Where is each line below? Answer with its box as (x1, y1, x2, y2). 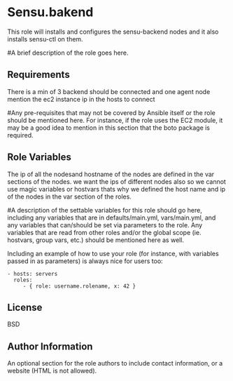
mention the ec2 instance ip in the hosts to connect (7, 95, 155, 103)
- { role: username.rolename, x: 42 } (22, 282, 136, 290)
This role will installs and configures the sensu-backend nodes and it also (7, 27, 219, 36)
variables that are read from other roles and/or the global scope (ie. (7, 228, 202, 236)
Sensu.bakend (7, 4, 94, 20)
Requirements (7, 69, 70, 81)
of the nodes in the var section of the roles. (7, 192, 132, 201)
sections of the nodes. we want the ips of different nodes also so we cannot (7, 177, 226, 186)
